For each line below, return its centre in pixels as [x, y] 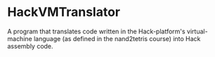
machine [20, 38]
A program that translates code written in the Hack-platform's [96, 31]
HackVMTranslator [64, 12]
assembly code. [31, 46]
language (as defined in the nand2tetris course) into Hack [117, 38]
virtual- [197, 31]
